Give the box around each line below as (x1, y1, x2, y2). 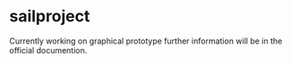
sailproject (9, 6, 90, 27)
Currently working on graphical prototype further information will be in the (9, 35, 283, 46)
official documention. (9, 44, 88, 55)
